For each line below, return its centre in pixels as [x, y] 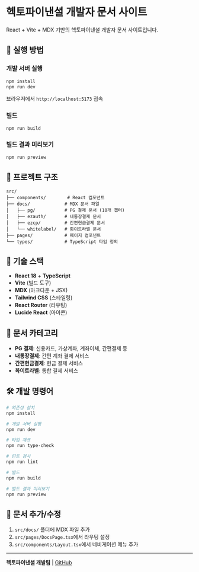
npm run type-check [30, 446]
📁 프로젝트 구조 [32, 178]
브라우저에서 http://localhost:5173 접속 [55, 99]
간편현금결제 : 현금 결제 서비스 [49, 363]
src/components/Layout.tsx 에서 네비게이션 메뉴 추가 [76, 544]
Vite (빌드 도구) [33, 283]
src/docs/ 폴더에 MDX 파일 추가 [52, 530]
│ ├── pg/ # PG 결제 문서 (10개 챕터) [65, 210]
